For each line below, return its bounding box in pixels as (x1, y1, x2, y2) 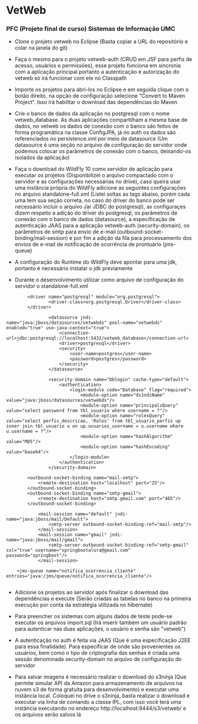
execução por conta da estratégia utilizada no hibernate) (14, 601, 153, 609)
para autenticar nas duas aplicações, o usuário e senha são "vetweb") (14, 625, 186, 632)
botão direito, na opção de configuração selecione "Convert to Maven (14, 92, 185, 99)
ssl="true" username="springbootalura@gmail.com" (6, 547, 131, 553)
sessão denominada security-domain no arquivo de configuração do (14, 655, 182, 663)
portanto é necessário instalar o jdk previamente (14, 265, 133, 272)
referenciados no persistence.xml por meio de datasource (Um (14, 135, 168, 142)
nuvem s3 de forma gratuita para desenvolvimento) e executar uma (14, 686, 179, 693)
